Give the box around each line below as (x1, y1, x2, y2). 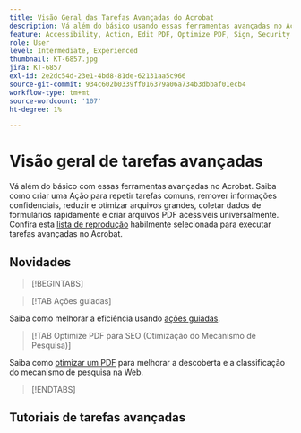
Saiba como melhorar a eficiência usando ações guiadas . (9, 313, 221, 324)
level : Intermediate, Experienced (9, 47, 139, 56)
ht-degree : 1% (9, 105, 63, 114)
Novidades (9, 255, 72, 270)
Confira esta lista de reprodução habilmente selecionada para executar (9, 219, 271, 229)
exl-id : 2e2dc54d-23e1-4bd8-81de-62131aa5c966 (9, 72, 186, 81)
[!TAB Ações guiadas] (30, 296, 112, 306)
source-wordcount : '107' (9, 96, 102, 106)
